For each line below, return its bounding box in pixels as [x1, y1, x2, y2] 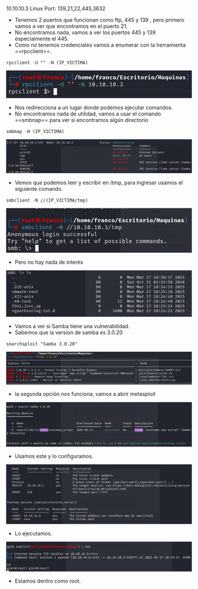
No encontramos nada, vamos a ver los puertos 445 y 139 [14, 29, 156, 36]
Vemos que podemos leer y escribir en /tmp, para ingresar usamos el [14, 179, 183, 186]
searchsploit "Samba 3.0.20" [6, 341, 78, 347]
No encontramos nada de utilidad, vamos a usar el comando [14, 110, 161, 117]
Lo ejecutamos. [14, 530, 52, 537]
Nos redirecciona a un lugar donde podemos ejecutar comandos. [14, 104, 173, 111]
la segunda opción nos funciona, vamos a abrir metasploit [14, 391, 156, 398]
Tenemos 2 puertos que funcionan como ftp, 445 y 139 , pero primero [14, 16, 184, 23]
